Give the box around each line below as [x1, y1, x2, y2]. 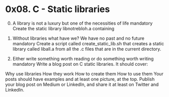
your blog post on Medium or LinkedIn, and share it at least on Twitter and [5, 81, 159, 87]
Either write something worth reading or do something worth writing [12, 55, 154, 61]
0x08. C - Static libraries [5, 4, 110, 15]
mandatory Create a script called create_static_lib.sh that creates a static [12, 40, 164, 46]
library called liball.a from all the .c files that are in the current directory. [12, 46, 161, 52]
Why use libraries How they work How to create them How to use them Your [5, 70, 164, 76]
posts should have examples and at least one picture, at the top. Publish [5, 76, 155, 82]
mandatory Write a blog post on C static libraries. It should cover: [12, 61, 148, 67]
